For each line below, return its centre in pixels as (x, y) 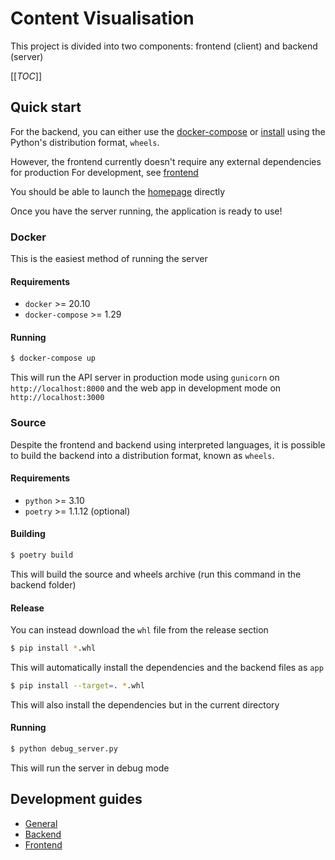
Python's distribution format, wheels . (85, 142)
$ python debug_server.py (64, 749)
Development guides (76, 799)
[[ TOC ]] (26, 76)
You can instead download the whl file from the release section (139, 630)
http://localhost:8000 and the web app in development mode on (146, 388)
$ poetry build (42, 555)
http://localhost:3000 (57, 398)
